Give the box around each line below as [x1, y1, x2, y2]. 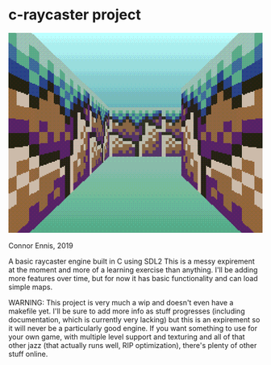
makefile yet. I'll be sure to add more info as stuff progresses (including [8, 306, 245, 316]
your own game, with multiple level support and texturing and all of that [8, 332, 245, 342]
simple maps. [8, 282, 53, 292]
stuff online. [8, 349, 48, 359]
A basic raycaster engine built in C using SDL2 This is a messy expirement [8, 256, 256, 267]
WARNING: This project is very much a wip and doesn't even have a [8, 298, 234, 308]
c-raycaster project [8, 6, 141, 24]
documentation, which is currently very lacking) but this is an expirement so [8, 315, 261, 325]
